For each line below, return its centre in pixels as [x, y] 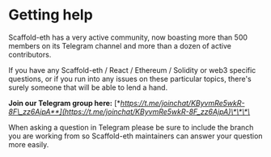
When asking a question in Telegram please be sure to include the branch [131, 127]
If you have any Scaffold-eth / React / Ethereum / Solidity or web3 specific [132, 70]
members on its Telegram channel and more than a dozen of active [120, 45]
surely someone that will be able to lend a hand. [88, 87]
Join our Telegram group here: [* [65, 103]
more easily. [29, 144]
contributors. [30, 54]
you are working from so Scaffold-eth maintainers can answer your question [135, 136]
